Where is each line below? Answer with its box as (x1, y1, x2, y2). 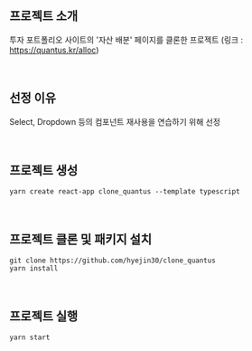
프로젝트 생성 (9, 163, 79, 178)
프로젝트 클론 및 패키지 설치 (9, 232, 152, 247)
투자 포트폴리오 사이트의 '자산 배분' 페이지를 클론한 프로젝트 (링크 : (9, 34, 244, 45)
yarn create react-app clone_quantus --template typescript (9, 187, 241, 196)
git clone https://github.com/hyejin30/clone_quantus (9, 256, 217, 265)
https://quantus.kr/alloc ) (9, 44, 99, 55)
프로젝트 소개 (9, 8, 79, 24)
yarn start (9, 333, 51, 342)
